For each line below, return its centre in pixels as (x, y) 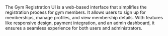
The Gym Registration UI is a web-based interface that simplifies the (76, 7)
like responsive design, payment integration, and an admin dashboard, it (80, 23)
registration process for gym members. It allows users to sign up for (75, 12)
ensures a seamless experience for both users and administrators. (74, 28)
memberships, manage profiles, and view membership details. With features (84, 18)
